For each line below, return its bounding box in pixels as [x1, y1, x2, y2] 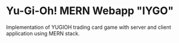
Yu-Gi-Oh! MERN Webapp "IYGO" [6, 4, 174, 18]
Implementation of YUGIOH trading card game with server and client [6, 24, 171, 31]
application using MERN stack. [6, 29, 80, 37]
